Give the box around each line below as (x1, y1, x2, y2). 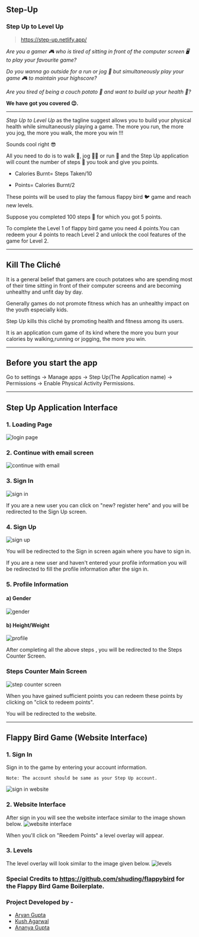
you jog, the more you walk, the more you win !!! (6, 129, 123, 136)
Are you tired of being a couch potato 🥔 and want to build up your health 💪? (6, 88, 191, 95)
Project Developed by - (6, 898, 74, 906)
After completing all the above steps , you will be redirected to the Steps (6, 646, 182, 653)
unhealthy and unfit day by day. (6, 288, 83, 295)
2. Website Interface (6, 800, 66, 809)
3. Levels (6, 846, 33, 855)
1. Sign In (6, 750, 33, 758)
